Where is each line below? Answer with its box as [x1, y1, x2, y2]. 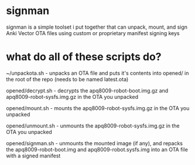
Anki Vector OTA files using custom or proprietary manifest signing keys [6, 29, 180, 36]
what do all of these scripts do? [6, 50, 162, 64]
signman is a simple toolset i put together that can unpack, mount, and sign [6, 23, 188, 30]
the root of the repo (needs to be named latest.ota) [6, 75, 129, 82]
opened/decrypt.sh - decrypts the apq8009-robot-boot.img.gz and [6, 87, 169, 94]
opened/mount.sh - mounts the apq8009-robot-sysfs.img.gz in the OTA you [6, 104, 190, 112]
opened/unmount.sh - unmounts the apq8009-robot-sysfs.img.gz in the [6, 122, 180, 129]
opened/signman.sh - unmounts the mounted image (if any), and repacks [6, 139, 183, 147]
